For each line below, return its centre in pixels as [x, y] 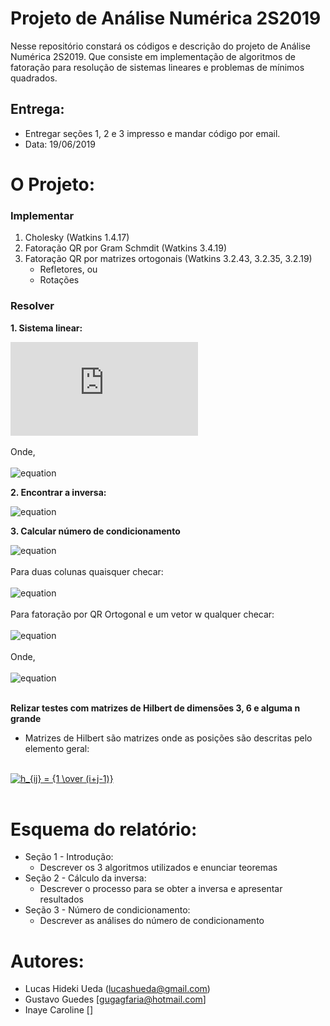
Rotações [59, 280]
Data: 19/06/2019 [60, 144]
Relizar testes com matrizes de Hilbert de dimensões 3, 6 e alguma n [155, 708]
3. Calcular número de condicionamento [95, 531]
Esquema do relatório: [104, 829]
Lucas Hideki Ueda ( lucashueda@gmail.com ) [117, 989]
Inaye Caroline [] [59, 1010]
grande [26, 718]
